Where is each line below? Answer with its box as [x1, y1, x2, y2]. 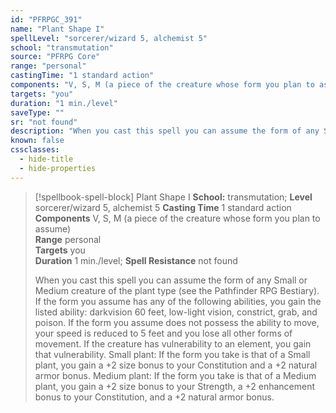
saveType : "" [10, 107, 65, 118]
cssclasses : [10, 145, 60, 155]
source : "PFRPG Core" [10, 52, 101, 62]
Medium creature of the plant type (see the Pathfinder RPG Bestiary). [34, 284, 320, 296]
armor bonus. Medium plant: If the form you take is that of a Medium [34, 369, 317, 381]
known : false [10, 136, 65, 146]
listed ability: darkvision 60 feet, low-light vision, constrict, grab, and [34, 306, 318, 318]
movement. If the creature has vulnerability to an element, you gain [34, 337, 312, 350]
